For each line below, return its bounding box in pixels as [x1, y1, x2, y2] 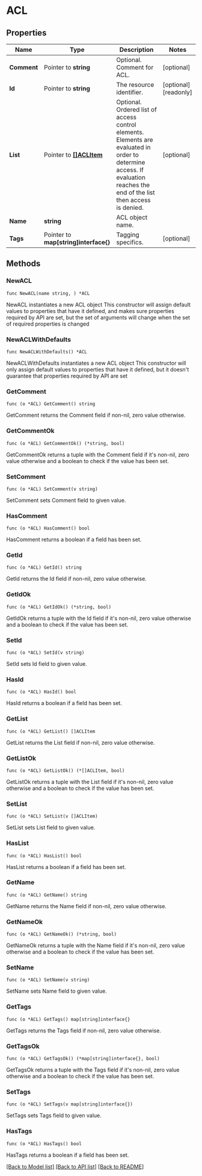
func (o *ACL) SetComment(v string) [6, 486, 98, 492]
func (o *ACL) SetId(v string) [6, 650, 85, 656]
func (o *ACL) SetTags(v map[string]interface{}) [6, 1101, 133, 1107]
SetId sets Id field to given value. [6, 660, 87, 668]
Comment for [116, 63, 154, 71]
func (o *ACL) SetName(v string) [6, 977, 90, 983]
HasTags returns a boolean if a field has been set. [6, 1151, 129, 1159]
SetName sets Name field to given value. [6, 987, 107, 995]
